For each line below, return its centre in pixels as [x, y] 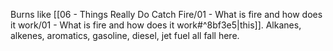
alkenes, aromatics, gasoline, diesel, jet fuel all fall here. [125, 35]
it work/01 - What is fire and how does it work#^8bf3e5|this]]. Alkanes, [156, 25]
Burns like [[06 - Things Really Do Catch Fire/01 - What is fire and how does [166, 14]
